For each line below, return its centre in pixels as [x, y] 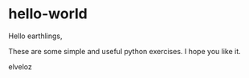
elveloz [20, 66]
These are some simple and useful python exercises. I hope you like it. [124, 51]
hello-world [48, 14]
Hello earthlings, [35, 36]
